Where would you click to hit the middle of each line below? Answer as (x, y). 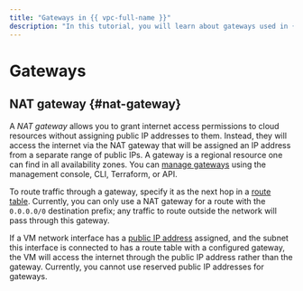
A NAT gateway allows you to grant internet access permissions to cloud (144, 126)
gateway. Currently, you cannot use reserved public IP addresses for (137, 267)
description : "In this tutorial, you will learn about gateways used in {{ (155, 26)
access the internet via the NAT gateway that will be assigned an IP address (150, 145)
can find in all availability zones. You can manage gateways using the (138, 164)
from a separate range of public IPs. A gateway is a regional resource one (146, 155)
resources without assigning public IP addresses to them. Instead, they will (148, 136)
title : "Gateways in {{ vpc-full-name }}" (90, 18)
